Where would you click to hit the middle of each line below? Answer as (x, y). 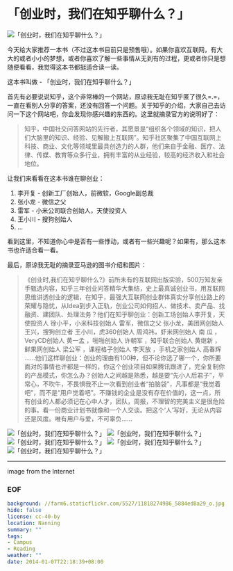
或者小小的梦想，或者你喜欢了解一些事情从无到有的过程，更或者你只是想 (122, 58)
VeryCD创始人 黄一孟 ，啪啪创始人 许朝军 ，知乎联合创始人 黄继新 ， (122, 340)
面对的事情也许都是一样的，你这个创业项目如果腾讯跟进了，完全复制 (121, 367)
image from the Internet (41, 471)
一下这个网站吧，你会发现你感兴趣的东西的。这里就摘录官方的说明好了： (116, 114)
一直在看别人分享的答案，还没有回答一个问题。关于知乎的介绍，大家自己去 (113, 105)
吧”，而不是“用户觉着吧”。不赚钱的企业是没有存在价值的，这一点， (119, 392)
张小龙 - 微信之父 (42, 202)
